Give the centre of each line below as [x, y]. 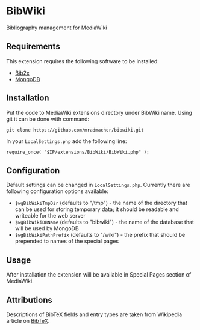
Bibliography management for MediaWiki [57, 28]
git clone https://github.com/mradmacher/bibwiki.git [75, 130]
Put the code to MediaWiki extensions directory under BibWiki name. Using [99, 112]
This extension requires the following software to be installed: [83, 61]
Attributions [30, 300]
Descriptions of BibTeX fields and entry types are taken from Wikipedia [94, 314]
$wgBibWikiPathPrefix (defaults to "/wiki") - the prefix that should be [100, 235]
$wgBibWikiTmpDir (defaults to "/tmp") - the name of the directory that [101, 203]
